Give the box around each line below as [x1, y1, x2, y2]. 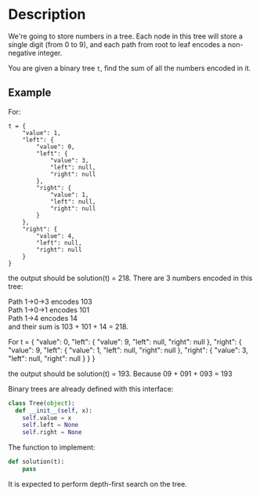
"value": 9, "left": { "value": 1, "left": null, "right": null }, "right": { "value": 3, [8, 345, 248, 355]
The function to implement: [8, 443, 96, 452]
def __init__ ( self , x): [15, 407, 92, 414]
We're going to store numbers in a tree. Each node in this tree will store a [8, 31, 243, 41]
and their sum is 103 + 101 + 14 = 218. [8, 322, 129, 331]
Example [8, 86, 52, 100]
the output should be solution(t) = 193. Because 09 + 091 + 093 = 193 [8, 369, 233, 378]
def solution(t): [8, 458, 65, 466]
